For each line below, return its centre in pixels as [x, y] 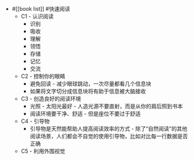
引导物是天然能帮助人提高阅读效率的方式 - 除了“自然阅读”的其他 [109, 129]
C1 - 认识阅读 [37, 16]
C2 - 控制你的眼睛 [43, 76]
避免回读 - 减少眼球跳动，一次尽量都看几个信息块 [90, 84]
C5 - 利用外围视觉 [43, 151]
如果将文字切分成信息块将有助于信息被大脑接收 [88, 91]
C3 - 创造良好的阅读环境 [51, 99]
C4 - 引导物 [35, 121]
